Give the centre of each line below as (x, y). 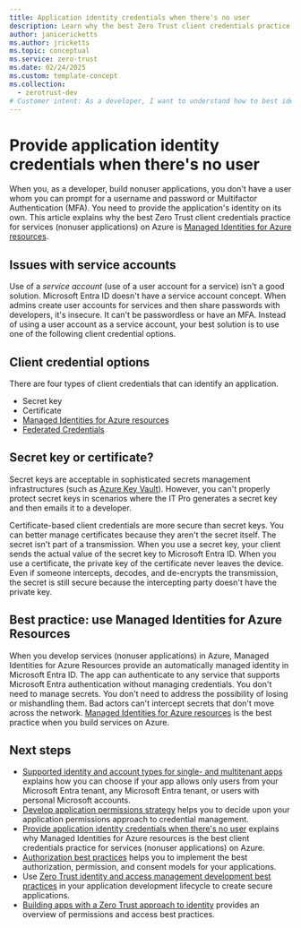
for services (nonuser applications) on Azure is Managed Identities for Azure (150, 227)
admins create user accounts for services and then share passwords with (145, 305)
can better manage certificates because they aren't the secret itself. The (143, 535)
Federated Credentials (63, 429)
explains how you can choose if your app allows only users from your (150, 781)
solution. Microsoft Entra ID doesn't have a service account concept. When (148, 296)
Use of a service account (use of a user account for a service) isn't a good (147, 287)
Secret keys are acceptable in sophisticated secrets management (130, 479)
